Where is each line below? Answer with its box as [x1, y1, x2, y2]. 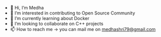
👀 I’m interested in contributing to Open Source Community [10, 10, 135, 16]
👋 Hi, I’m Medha [10, 5, 44, 10]
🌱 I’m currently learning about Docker [10, 15, 90, 21]
